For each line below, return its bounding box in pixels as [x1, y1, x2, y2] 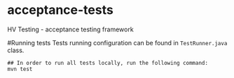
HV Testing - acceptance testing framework [7, 25, 135, 33]
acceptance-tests [7, 2, 113, 18]
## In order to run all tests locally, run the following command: [7, 59, 209, 66]
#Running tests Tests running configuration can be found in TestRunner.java [7, 38, 228, 47]
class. [7, 46, 25, 54]
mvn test [7, 65, 33, 72]
